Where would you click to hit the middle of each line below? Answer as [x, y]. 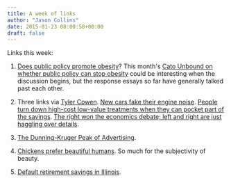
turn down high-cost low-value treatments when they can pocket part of [120, 109]
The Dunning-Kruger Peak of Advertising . [77, 138]
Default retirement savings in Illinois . [69, 172]
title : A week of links [42, 14]
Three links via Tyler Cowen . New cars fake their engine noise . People [117, 102]
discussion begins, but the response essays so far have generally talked [120, 81]
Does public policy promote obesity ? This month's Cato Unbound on [115, 66]
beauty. [28, 159]
